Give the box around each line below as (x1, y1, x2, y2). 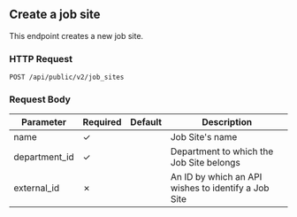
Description (202, 116, 253, 128)
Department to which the (170, 145, 274, 158)
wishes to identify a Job (170, 182, 270, 194)
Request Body (9, 93, 71, 105)
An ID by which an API (170, 171, 263, 183)
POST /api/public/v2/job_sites (9, 73, 125, 82)
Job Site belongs (170, 157, 240, 169)
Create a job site (9, 7, 101, 22)
